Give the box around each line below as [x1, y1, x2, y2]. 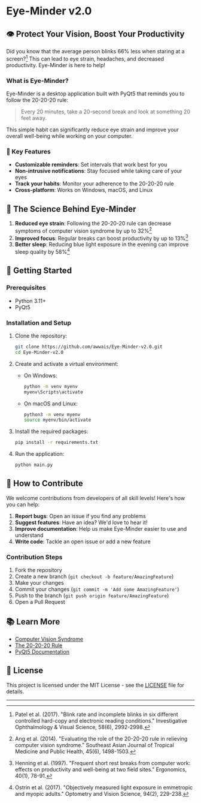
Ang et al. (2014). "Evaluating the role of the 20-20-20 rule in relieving [14, 735, 188, 742]
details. [6, 688, 25, 695]
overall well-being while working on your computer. [6, 132, 133, 139]
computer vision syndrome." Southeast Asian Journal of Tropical [14, 741, 175, 748]
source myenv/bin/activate [23, 417, 92, 423]
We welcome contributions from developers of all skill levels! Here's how [6, 494, 185, 501]
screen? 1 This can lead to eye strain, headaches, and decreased [6, 54, 165, 62]
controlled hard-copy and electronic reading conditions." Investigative [14, 717, 187, 724]
